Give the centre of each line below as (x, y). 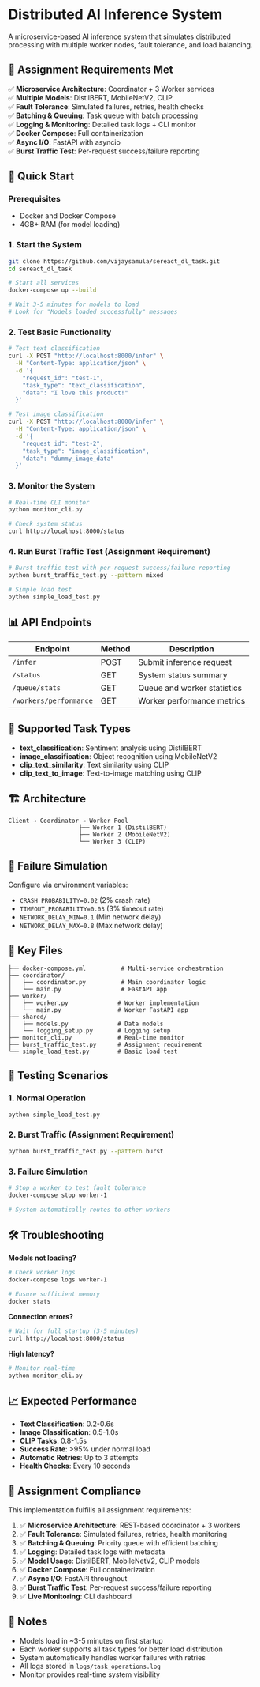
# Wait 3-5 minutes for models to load (74, 305)
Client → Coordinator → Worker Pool (68, 821)
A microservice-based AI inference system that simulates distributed (119, 36)
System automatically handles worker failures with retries (113, 1657)
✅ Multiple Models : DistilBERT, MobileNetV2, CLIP (91, 97)
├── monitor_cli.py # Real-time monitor (97, 1037)
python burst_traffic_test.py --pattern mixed (86, 576)
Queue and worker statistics (190, 688)
